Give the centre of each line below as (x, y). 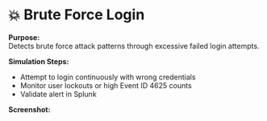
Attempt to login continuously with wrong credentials (108, 77)
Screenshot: (29, 109)
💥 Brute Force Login (77, 15)
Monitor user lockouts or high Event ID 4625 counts (106, 85)
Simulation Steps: (39, 61)
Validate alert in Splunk (58, 94)
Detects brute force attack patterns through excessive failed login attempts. (134, 46)
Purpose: (24, 37)
